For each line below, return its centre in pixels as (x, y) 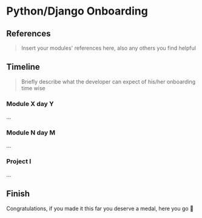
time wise (33, 88)
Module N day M (31, 133)
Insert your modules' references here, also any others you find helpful (108, 48)
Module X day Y (30, 104)
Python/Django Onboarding (77, 11)
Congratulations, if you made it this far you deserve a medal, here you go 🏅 (100, 208)
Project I (19, 162)
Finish (18, 194)
